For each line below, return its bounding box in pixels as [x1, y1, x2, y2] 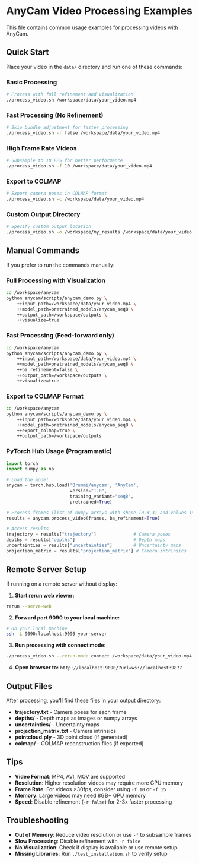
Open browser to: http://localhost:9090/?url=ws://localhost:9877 [14, 664, 182, 671]
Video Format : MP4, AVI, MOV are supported [14, 773, 126, 780]
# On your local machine [6, 625, 68, 631]
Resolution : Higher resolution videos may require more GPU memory [14, 779, 184, 786]
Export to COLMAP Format [6, 392, 84, 400]
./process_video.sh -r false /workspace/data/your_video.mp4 [6, 129, 161, 136]
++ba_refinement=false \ [17, 367, 78, 373]
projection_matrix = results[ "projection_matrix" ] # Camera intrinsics [6, 548, 187, 554]
